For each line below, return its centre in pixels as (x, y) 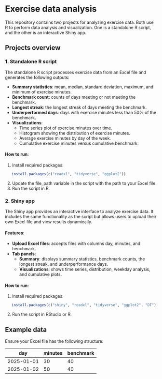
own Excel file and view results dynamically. (49, 222)
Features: (15, 233)
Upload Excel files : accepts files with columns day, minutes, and (76, 243)
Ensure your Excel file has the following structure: (54, 341)
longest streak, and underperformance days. (64, 264)
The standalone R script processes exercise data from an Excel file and (75, 72)
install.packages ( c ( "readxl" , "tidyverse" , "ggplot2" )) (69, 174)
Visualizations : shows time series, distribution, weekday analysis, (85, 269)
